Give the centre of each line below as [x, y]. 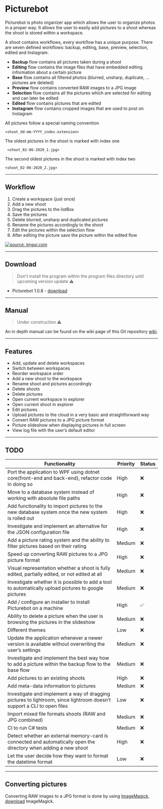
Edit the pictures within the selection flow [53, 230]
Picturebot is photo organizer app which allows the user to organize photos [80, 22]
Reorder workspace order [38, 373]
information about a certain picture [47, 72]
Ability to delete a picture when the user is [55, 616]
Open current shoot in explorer [43, 404]
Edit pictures [25, 410]
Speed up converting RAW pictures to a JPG [58, 554]
